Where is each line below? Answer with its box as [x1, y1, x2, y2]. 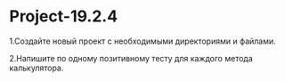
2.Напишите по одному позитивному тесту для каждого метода [9, 53, 254, 63]
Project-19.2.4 [9, 6, 118, 27]
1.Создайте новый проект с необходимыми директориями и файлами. [9, 36, 276, 46]
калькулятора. [9, 62, 64, 73]
